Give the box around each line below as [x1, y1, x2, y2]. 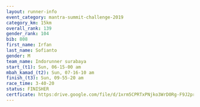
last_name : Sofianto [6, 48, 58, 53]
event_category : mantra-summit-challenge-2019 [6, 14, 124, 20]
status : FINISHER [6, 86, 49, 92]
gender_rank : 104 [6, 31, 49, 37]
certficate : [6, 92, 36, 97]
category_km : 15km [6, 20, 52, 26]
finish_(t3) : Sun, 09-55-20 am [6, 75, 84, 81]
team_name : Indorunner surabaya [6, 58, 86, 64]
